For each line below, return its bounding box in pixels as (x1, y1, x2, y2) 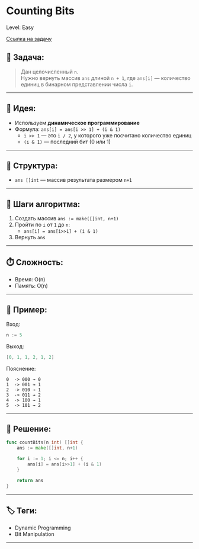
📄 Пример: (6, 305, 47, 315)
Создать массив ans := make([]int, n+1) (14, 215, 119, 222)
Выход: (6, 342, 24, 350)
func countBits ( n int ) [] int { (6, 439, 84, 445)
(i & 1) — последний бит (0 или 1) (23, 138, 111, 145)
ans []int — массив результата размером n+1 (14, 176, 132, 184)
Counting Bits (6, 4, 75, 18)
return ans (17, 477, 44, 483)
